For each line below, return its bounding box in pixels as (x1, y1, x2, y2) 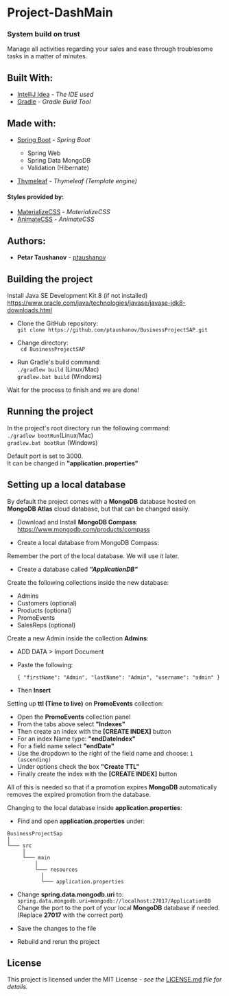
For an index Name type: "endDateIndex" (16, 734, 136, 743)
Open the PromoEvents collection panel (16, 713, 131, 721)
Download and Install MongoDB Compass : (16, 518, 138, 526)
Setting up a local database (7, 479, 126, 491)
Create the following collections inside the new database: (7, 578, 169, 586)
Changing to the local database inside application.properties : (7, 803, 183, 811)
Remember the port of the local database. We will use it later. (7, 551, 180, 560)
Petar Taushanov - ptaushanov (16, 253, 106, 262)
